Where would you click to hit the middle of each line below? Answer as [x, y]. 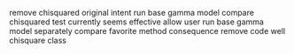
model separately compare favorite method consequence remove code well [147, 31]
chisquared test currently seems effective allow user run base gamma [136, 22]
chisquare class [38, 40]
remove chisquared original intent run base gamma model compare [132, 13]
